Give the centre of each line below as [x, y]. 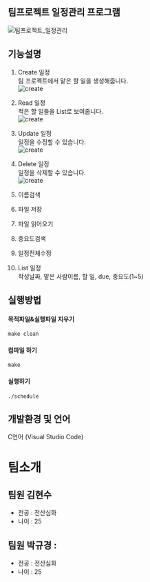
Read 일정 [32, 103]
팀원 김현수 [30, 495]
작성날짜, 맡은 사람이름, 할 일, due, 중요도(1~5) [81, 276]
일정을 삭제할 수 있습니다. [52, 172]
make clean [23, 334]
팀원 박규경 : [32, 545]
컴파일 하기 [22, 350]
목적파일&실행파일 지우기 [41, 319]
